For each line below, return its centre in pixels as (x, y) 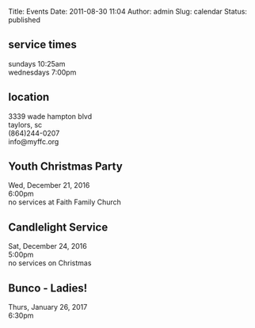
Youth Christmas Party (65, 167)
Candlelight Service (58, 227)
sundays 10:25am (37, 63)
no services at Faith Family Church (65, 202)
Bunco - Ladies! (48, 288)
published (25, 20)
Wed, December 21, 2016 (49, 185)
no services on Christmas (50, 263)
